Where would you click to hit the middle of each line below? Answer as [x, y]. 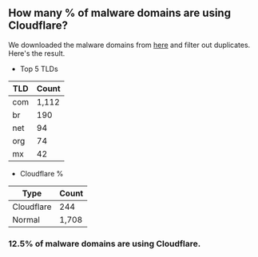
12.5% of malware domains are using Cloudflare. [105, 243]
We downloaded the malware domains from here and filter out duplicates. [129, 45]
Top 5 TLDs [39, 69]
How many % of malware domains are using [120, 13]
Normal [26, 219]
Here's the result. [37, 53]
